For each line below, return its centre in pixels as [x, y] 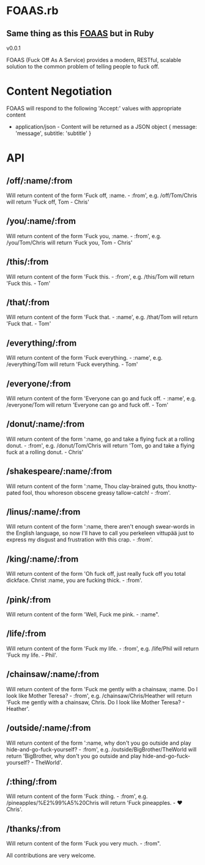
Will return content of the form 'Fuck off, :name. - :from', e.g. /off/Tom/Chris [102, 195]
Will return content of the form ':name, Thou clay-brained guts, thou [92, 486]
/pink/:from [28, 599]
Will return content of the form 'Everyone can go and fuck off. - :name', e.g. [102, 398]
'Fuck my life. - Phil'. [32, 655]
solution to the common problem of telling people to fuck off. [83, 66]
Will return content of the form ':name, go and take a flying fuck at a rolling [100, 439]
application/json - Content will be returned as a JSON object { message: [106, 126]
